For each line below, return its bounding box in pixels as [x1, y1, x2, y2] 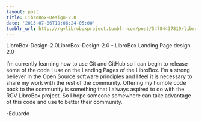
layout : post [6, 8, 39, 15]
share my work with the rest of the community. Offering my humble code [6, 79, 186, 87]
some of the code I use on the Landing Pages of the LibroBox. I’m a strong [6, 67, 191, 74]
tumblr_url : [6, 25, 36, 32]
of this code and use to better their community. [6, 99, 123, 106]
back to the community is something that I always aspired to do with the [6, 85, 185, 93]
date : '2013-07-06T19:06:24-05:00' [6, 20, 96, 26]
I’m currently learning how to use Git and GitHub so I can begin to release [6, 60, 188, 67]
